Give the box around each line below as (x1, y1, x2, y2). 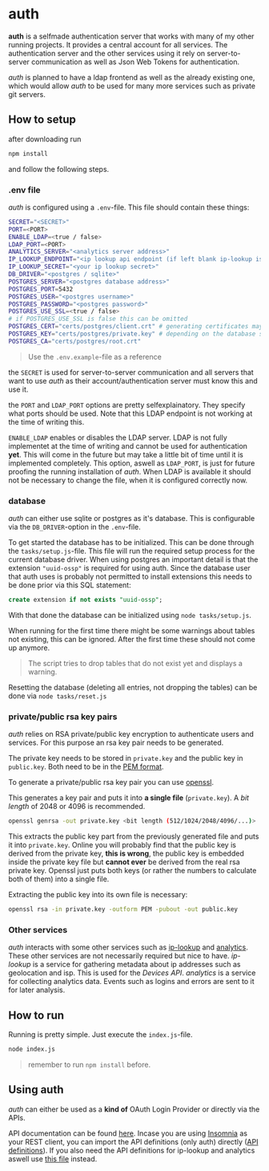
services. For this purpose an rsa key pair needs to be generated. (8, 738, 224, 747)
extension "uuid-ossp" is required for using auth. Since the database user (8, 563, 251, 573)
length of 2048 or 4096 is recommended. (8, 802, 146, 811)
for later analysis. (8, 985, 66, 995)
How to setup (8, 113, 76, 127)
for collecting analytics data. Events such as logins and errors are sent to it (8, 977, 255, 986)
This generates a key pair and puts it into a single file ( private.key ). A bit (8, 793, 250, 803)
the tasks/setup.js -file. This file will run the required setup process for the (8, 547, 255, 556)
